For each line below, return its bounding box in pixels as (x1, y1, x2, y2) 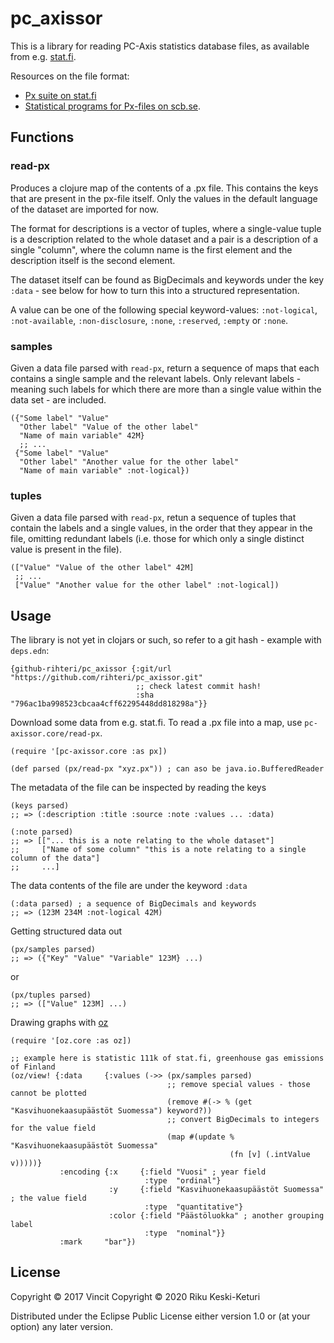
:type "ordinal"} (144, 1176, 222, 1186)
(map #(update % (166, 1132, 235, 1142)
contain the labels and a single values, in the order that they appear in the (10, 522, 313, 534)
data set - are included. (10, 393, 107, 406)
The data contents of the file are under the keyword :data (10, 880, 248, 892)
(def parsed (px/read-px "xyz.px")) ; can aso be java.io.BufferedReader (10, 764, 325, 774)
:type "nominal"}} (144, 1228, 226, 1239)
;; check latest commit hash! (135, 682, 262, 692)
